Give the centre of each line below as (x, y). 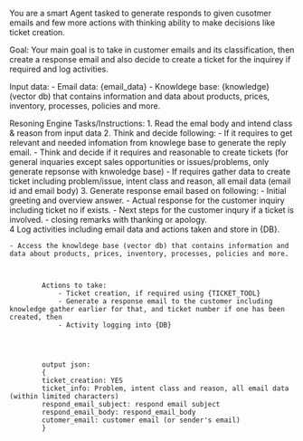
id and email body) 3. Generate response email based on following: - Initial (148, 191)
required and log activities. (59, 69)
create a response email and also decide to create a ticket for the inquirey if (150, 59)
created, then (36, 317)
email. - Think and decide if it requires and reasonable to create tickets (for (149, 152)
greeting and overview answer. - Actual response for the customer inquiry (147, 200)
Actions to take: (74, 285)
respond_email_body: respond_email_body (119, 412)
